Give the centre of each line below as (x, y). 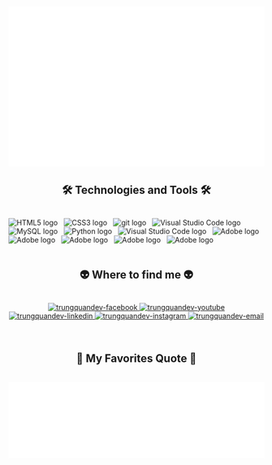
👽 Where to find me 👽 (136, 275)
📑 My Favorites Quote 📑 (136, 359)
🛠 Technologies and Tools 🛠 (136, 190)
